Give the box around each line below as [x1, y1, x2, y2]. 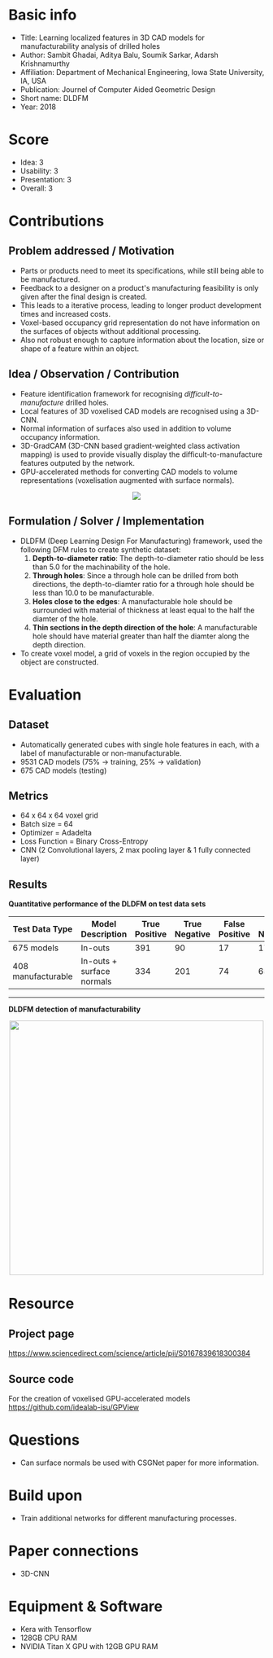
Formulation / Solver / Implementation [8, 515, 205, 529]
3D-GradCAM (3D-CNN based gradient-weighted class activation [19, 441, 240, 450]
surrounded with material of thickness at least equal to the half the [32, 605, 255, 615]
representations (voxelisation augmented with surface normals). [19, 475, 235, 485]
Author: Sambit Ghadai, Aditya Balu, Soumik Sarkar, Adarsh [19, 50, 219, 59]
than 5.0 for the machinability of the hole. [32, 562, 171, 572]
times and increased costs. [19, 309, 111, 318]
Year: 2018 [19, 102, 57, 112]
